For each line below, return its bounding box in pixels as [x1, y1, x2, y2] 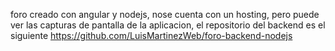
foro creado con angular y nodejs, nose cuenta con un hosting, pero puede [10, 9, 320, 20]
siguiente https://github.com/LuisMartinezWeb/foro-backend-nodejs [10, 30, 293, 41]
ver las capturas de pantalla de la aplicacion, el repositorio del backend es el [10, 19, 326, 31]
